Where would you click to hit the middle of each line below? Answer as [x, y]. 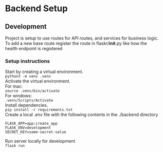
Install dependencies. [27, 105]
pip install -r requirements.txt [39, 110]
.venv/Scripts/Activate [29, 100]
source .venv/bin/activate [32, 91]
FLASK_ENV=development [28, 128]
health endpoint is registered [34, 48]
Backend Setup [36, 9]
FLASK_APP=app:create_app [31, 124]
